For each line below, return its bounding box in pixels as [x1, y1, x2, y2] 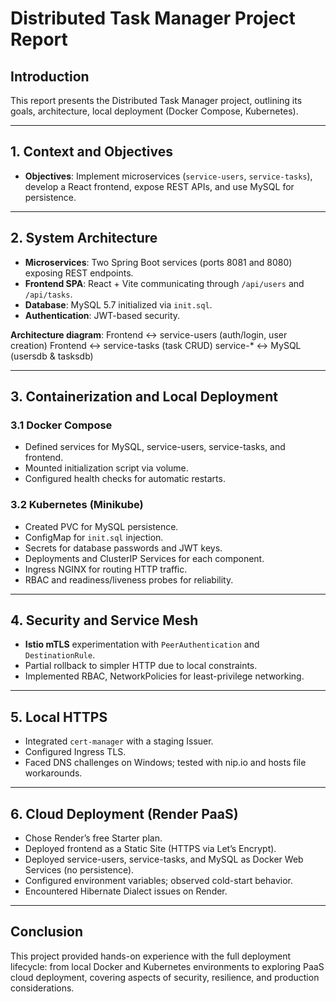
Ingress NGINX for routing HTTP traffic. [24, 563, 188, 575]
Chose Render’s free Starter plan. [24, 832, 163, 844]
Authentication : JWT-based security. [24, 309, 181, 321]
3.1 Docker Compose [10, 418, 113, 432]
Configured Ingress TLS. [24, 746, 127, 758]
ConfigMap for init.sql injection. [24, 531, 164, 543]
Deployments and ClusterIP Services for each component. [24, 552, 265, 564]
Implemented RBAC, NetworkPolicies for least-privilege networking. [24, 670, 305, 682]
